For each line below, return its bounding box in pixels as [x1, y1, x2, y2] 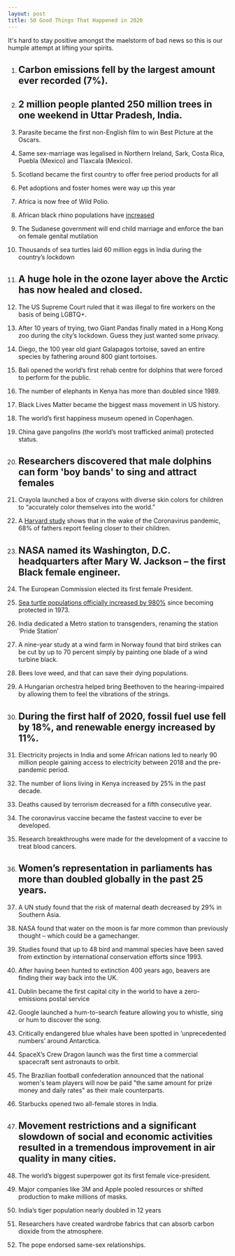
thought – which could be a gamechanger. [17, 931, 140, 939]
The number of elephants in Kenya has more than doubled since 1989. [17, 387, 220, 395]
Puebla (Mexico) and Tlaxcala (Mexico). [17, 156, 133, 165]
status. [17, 435, 38, 443]
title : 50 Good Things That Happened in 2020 [8, 17, 143, 24]
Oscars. [17, 135, 41, 144]
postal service [48, 994, 90, 1002]
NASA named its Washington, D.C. [17, 544, 171, 556]
